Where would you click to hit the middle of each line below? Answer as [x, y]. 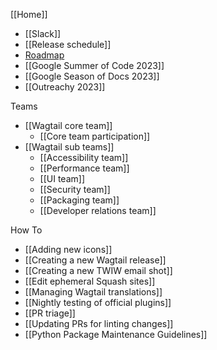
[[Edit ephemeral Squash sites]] [90, 281]
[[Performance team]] [84, 168]
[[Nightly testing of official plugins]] [98, 302]
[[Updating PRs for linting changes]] [99, 323]
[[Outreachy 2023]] [65, 87]
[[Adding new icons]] [68, 249]
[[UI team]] [62, 178]
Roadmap [44, 55]
